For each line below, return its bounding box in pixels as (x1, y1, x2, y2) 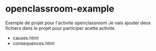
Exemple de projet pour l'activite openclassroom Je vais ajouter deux (5, 20, 151, 26)
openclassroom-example (5, 3, 115, 15)
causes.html (12, 35, 39, 41)
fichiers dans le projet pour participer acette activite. (5, 25, 116, 31)
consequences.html (12, 40, 55, 46)
